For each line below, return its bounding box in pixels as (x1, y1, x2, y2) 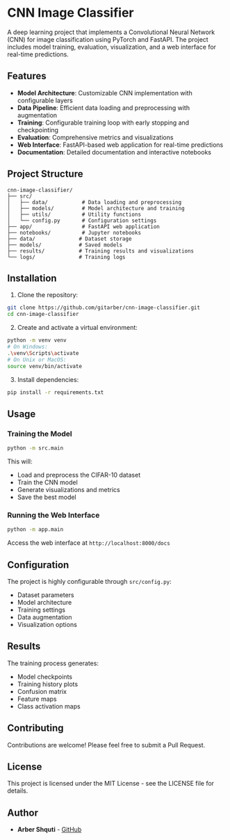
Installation (7, 272, 57, 284)
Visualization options (17, 620, 78, 628)
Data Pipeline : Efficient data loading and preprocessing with (17, 103, 190, 112)
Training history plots (17, 680, 79, 688)
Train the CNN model (17, 478, 78, 486)
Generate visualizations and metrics (17, 485, 120, 493)
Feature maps (17, 695, 57, 703)
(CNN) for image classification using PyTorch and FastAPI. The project (7, 35, 208, 43)
